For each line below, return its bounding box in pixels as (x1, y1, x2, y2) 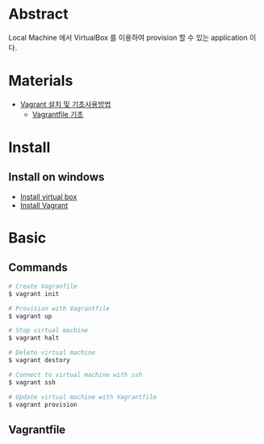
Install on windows (8, 171, 105, 184)
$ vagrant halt (8, 334, 60, 342)
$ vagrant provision (8, 400, 78, 408)
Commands (8, 260, 69, 275)
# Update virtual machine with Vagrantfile (8, 393, 157, 401)
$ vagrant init (8, 290, 60, 298)
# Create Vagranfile (8, 282, 78, 290)
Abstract (8, 5, 69, 23)
